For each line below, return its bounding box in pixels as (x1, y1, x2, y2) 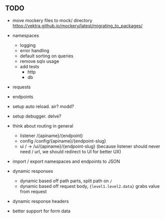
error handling (19, 47, 49, 53)
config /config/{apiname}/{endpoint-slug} (19, 138, 106, 144)
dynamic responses (12, 168, 53, 174)
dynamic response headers (12, 198, 69, 204)
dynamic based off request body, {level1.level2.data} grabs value (19, 183, 160, 189)
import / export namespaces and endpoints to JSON (12, 158, 120, 164)
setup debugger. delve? (12, 113, 61, 119)
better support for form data (12, 208, 71, 214)
